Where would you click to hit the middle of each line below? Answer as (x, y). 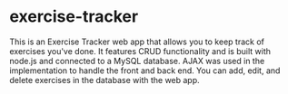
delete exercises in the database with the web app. (104, 80)
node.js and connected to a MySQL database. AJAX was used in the (137, 61)
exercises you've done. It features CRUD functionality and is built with (140, 51)
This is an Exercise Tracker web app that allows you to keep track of (137, 42)
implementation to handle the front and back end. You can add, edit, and (145, 70)
